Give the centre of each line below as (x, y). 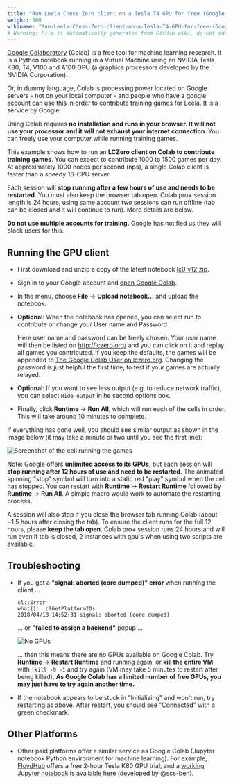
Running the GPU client (58, 252)
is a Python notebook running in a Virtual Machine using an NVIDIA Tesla (111, 60)
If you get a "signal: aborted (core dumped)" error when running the (116, 582)
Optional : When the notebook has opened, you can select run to (109, 317)
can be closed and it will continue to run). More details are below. (101, 210)
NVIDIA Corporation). (37, 75)
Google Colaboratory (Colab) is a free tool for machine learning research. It (114, 53)
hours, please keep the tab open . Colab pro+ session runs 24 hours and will (116, 529)
